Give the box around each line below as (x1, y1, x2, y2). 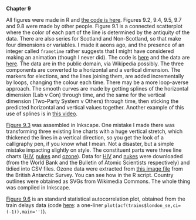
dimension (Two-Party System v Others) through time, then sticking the (6, 98, 179, 105)
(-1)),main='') (6, 209, 43, 215)
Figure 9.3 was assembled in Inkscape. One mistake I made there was (6, 122, 175, 128)
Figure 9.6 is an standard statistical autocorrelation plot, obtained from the (6, 195, 186, 202)
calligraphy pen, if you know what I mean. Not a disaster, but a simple (6, 141, 174, 147)
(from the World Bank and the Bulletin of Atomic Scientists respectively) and (6, 159, 190, 166)
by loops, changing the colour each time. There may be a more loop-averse (6, 79, 189, 86)
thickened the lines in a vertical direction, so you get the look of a (6, 134, 164, 141)
